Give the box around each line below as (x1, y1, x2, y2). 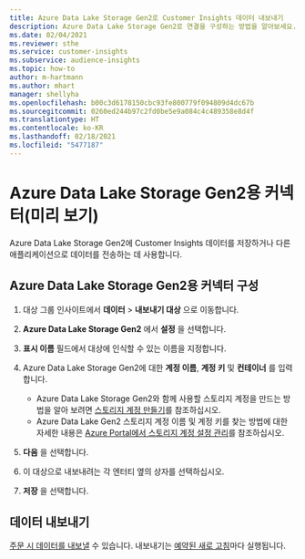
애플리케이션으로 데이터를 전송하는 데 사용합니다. (9, 248, 183, 260)
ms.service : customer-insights (9, 47, 128, 57)
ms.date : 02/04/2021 (9, 30, 88, 39)
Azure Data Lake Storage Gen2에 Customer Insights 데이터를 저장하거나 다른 (9, 237, 291, 248)
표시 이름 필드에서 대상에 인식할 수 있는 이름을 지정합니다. (22, 343, 227, 354)
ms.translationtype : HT (9, 115, 100, 124)
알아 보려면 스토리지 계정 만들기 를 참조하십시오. (53, 404, 221, 415)
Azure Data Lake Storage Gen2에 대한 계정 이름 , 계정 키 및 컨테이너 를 (22, 362, 276, 373)
